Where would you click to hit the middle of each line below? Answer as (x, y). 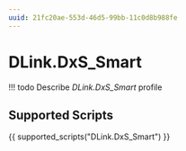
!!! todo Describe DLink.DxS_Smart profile (85, 87)
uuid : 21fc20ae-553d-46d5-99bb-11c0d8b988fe (93, 18)
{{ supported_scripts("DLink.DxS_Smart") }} (89, 137)
